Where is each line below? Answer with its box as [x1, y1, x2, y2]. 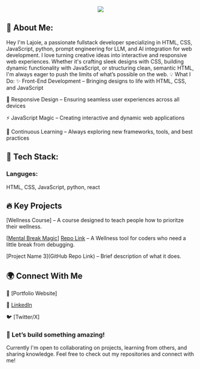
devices [6, 102, 26, 109]
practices [6, 134, 30, 142]
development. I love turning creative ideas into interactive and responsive [6, 51, 187, 59]
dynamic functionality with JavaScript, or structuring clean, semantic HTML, [6, 64, 195, 71]
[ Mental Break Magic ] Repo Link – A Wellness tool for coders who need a [6, 235, 186, 242]
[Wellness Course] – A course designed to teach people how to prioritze [6, 217, 184, 224]
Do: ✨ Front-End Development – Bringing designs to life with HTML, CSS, [6, 77, 187, 85]
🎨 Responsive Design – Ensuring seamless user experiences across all [6, 95, 180, 103]
